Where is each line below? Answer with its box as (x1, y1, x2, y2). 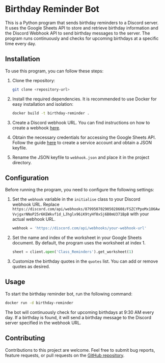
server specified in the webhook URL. (5, 320, 82, 326)
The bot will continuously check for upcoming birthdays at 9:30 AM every (5, 309, 154, 315)
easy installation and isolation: (12, 101, 74, 107)
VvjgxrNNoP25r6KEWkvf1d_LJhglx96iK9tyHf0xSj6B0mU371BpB (12, 212, 129, 217)
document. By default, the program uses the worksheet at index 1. (12, 240, 146, 246)
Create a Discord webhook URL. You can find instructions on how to (12, 120, 150, 125)
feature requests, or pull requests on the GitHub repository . (5, 352, 125, 358)
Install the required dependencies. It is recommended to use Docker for (12, 96, 157, 102)
